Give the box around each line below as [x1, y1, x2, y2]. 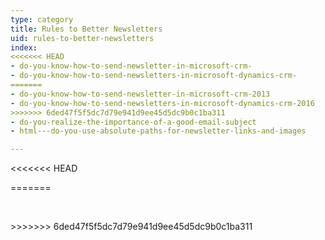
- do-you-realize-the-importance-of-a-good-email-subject [10, 117, 257, 127]
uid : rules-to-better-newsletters [10, 33, 155, 43]
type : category [10, 14, 74, 25]
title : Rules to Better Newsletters [10, 24, 163, 34]
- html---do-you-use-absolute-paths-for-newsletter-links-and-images [10, 126, 307, 136]
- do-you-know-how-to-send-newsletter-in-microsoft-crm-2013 [10, 89, 271, 99]
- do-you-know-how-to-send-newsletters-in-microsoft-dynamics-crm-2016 [10, 98, 315, 108]
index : [10, 42, 38, 53]
